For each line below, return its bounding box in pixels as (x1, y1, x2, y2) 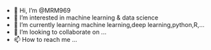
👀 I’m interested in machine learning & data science (13, 14, 159, 22)
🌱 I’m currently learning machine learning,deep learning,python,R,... (13, 21, 205, 28)
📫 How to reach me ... (13, 36, 77, 43)
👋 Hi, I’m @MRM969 (13, 7, 71, 14)
